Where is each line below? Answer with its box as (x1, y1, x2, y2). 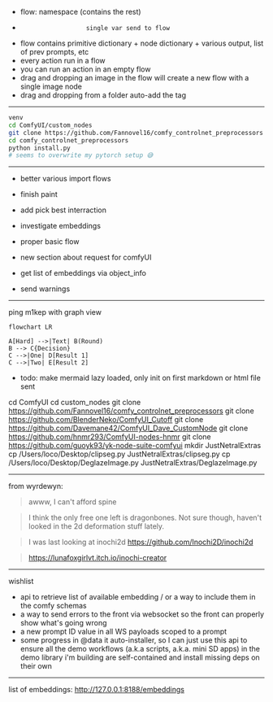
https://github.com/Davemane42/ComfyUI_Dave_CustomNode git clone (8, 423, 249, 434)
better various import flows (19, 174, 111, 184)
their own (19, 661, 53, 671)
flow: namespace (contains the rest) (19, 7, 141, 16)
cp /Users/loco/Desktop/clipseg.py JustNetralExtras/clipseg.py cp (8, 449, 231, 459)
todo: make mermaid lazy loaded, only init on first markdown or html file (19, 373, 262, 383)
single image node (19, 81, 83, 91)
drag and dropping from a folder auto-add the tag (19, 90, 187, 100)
